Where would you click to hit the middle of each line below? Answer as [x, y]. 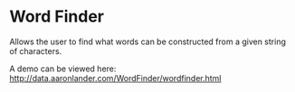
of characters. [36, 51]
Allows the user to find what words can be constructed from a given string [148, 41]
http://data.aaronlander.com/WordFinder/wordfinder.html [115, 78]
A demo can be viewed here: [63, 69]
